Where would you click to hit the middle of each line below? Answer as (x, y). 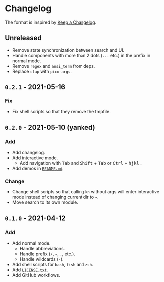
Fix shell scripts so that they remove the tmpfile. (61, 112)
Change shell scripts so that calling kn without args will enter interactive (86, 192)
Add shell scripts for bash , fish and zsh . (53, 265)
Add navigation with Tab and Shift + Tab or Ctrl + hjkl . (81, 163)
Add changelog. (29, 153)
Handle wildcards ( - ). (41, 259)
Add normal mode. (31, 243)
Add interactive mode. (35, 158)
